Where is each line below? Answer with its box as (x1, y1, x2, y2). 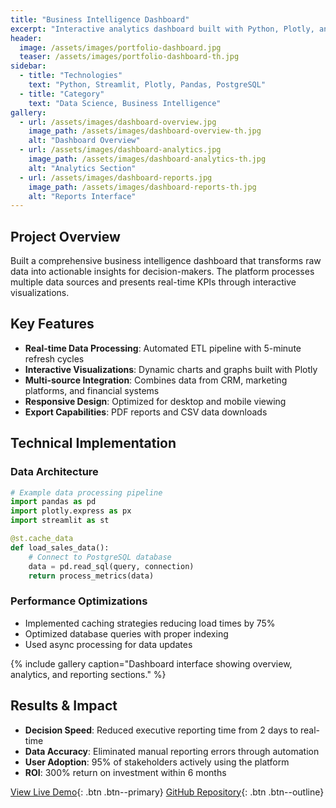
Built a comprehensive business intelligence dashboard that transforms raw (10, 255, 322, 267)
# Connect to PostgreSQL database (28, 552, 172, 562)
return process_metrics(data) (28, 571, 155, 581)
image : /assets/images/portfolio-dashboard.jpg (19, 42, 222, 53)
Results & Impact (10, 697, 118, 715)
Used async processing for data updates (24, 638, 193, 650)
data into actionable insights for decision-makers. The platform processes (10, 266, 315, 278)
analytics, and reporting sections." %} (10, 668, 167, 680)
